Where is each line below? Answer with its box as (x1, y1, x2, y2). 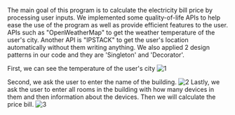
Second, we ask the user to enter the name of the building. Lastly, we (7, 78, 220, 86)
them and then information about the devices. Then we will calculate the (7, 93, 216, 101)
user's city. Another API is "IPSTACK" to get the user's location (7, 36, 189, 44)
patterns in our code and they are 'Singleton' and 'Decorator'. (7, 50, 184, 59)
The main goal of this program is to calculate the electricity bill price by (7, 6, 213, 14)
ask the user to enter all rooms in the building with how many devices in (7, 86, 215, 93)
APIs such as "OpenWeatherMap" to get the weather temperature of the (7, 28, 215, 36)
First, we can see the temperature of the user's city (7, 65, 156, 72)
